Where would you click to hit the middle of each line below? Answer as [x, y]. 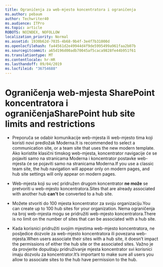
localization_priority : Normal [37, 37]
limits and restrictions [50, 124]
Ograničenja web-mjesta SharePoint [80, 93]
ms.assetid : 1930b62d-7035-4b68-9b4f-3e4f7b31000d [57, 42]
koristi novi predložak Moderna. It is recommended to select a [73, 143]
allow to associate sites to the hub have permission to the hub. [75, 259]
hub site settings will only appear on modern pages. [64, 174]
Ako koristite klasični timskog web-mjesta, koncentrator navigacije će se [84, 153]
